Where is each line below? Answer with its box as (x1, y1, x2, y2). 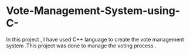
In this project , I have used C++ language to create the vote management (6, 36, 185, 43)
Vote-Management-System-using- (6, 4, 181, 18)
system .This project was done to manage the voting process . (6, 42, 157, 49)
